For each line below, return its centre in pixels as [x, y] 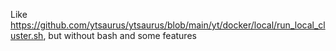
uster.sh [27, 35]
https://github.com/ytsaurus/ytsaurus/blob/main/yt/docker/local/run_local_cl [168, 25]
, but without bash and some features [120, 35]
